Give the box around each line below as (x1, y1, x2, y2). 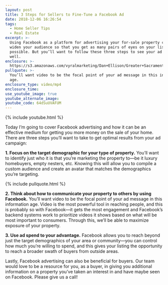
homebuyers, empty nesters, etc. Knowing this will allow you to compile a (5, 161, 156, 167)
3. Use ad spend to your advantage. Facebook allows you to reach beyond (5, 232, 160, 238)
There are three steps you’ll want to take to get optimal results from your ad (5, 135, 161, 141)
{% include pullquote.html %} (5, 181, 66, 187)
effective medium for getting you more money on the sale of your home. (5, 129, 153, 135)
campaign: (5, 140, 27, 146)
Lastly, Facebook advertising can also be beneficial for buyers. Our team (5, 258, 155, 264)
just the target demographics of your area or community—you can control (5, 238, 157, 244)
